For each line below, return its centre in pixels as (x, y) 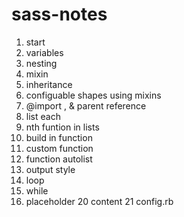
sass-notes (59, 14)
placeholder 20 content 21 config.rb (99, 201)
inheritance (49, 84)
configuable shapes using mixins (93, 95)
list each (43, 116)
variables (44, 52)
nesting (41, 63)
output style (50, 169)
